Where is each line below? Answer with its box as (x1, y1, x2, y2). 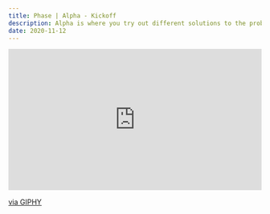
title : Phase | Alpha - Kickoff (8, 11, 117, 20)
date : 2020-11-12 (8, 26, 67, 34)
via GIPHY (8, 197, 43, 207)
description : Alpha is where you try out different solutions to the (8, 19, 247, 27)
